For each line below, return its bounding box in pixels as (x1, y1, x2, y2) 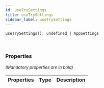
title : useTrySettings (5, 12, 54, 17)
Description (56, 76, 86, 83)
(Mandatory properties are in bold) (5, 64, 73, 70)
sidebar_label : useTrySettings (5, 17, 72, 22)
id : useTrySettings (5, 7, 47, 13)
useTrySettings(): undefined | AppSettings (5, 31, 99, 36)
